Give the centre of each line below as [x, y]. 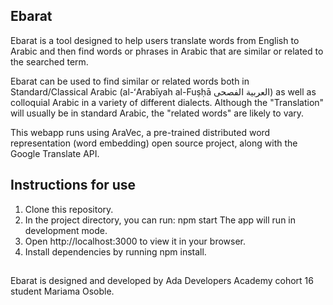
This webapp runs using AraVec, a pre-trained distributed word [140, 132]
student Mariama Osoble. [62, 291]
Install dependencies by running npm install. [115, 251]
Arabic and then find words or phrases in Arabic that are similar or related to [167, 51]
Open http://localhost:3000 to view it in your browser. [135, 241]
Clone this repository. [69, 209]
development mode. [66, 230]
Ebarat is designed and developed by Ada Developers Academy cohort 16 [162, 281]
